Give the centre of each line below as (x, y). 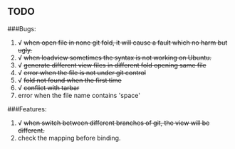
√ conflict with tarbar (48, 87)
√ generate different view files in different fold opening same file (112, 65)
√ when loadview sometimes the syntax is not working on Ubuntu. (115, 57)
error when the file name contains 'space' (79, 95)
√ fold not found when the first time (70, 80)
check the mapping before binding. (69, 138)
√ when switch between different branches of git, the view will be (114, 123)
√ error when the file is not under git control (82, 72)
